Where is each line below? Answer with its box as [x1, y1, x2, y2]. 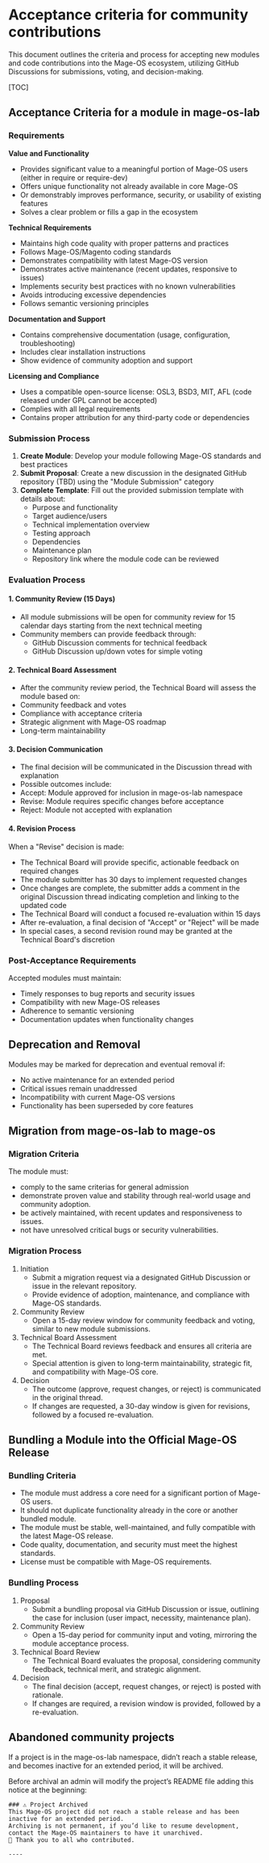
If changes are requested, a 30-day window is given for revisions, [31, 1401, 250, 1411]
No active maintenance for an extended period [19, 1074, 175, 1084]
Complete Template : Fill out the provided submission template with [19, 485, 244, 494]
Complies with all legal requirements [19, 404, 141, 414]
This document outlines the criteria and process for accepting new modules [8, 49, 260, 59]
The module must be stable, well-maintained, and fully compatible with [19, 1523, 256, 1533]
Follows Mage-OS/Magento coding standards [19, 246, 172, 256]
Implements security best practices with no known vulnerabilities [19, 281, 236, 291]
